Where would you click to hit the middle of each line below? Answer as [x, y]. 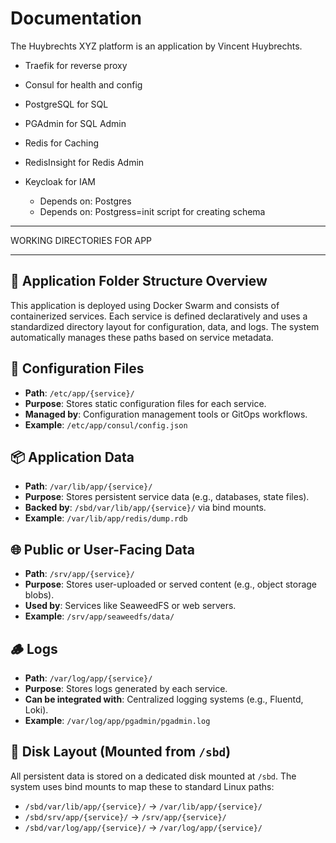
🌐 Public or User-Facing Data [102, 549]
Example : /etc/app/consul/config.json [106, 424]
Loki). [36, 710]
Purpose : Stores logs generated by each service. [126, 688]
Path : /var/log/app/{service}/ [88, 678]
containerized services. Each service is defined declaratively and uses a [159, 316]
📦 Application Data [72, 457]
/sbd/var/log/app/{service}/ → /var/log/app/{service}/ [143, 827]
